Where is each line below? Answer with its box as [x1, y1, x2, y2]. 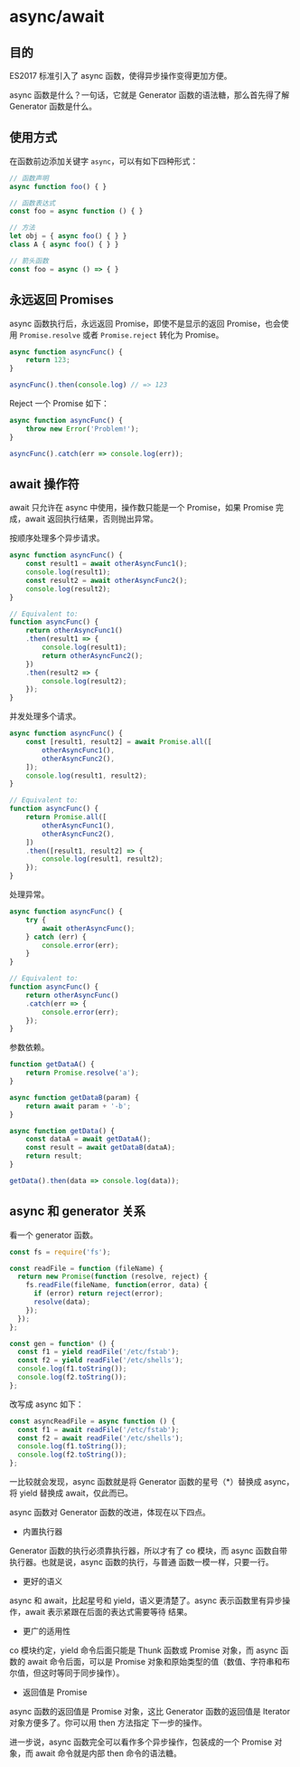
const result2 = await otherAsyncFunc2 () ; [25, 576, 188, 585]
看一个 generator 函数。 [9, 1229, 98, 1240]
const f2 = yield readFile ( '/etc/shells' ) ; [17, 1356, 183, 1365]
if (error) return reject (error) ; [33, 1289, 164, 1298]
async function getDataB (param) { [9, 1093, 140, 1102]
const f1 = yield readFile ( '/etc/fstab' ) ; [17, 1347, 180, 1357]
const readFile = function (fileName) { [9, 1264, 164, 1273]
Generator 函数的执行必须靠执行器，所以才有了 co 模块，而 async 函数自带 [9, 1545, 287, 1556]
